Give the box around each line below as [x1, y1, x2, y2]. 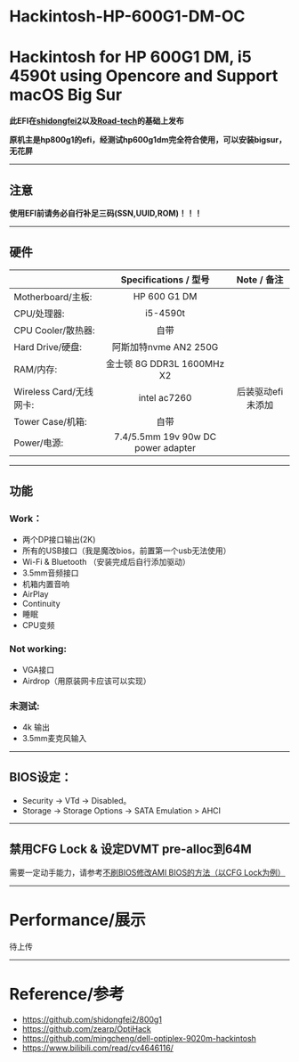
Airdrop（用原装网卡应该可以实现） [21, 675, 151, 686]
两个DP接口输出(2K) [21, 535, 96, 545]
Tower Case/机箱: [13, 415, 87, 428]
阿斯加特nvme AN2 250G [111, 340, 219, 353]
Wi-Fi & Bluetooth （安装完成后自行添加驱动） [21, 557, 190, 568]
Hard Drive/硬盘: [13, 340, 83, 353]
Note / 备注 [236, 274, 284, 286]
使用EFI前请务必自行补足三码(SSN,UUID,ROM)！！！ [9, 208, 203, 218]
